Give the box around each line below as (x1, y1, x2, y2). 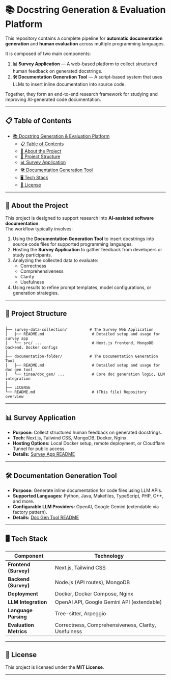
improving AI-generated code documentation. (5, 96, 101, 102)
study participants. (12, 252, 52, 258)
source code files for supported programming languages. (12, 241, 133, 247)
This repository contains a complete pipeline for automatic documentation (5, 35, 163, 41)
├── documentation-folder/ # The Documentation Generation (5, 354, 158, 359)
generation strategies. (12, 290, 59, 296)
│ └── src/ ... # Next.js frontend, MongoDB (5, 341, 154, 346)
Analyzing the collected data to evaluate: (12, 257, 98, 263)
